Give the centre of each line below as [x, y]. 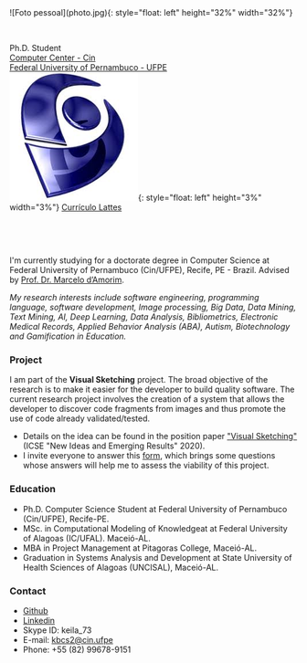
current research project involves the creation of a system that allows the [147, 399]
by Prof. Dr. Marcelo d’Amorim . [67, 279]
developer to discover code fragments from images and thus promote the [148, 409]
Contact [28, 591]
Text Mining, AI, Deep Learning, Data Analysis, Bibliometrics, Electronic [144, 317]
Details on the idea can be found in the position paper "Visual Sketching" [160, 437]
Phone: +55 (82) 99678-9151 [77, 649]
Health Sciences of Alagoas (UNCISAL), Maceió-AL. [121, 567]
